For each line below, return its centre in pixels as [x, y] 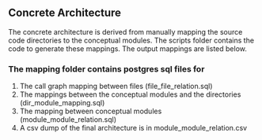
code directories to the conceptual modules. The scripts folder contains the [131, 40]
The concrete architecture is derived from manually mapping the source [125, 31]
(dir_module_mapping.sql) [62, 103]
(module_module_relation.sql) [68, 120]
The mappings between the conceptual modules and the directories [130, 94]
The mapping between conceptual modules [91, 111]
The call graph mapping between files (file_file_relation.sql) [116, 87]
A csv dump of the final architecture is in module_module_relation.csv [133, 128]
